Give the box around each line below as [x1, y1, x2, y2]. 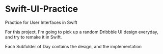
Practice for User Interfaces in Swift [5, 19, 78, 25]
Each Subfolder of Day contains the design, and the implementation [5, 43, 142, 49]
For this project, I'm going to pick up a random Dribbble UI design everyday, [5, 29, 159, 35]
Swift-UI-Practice [5, 3, 78, 15]
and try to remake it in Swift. [5, 34, 62, 40]
